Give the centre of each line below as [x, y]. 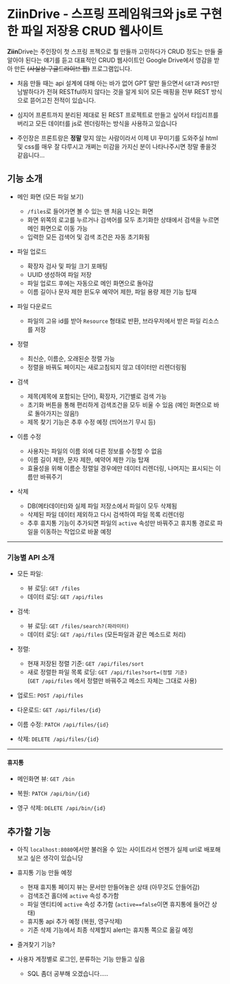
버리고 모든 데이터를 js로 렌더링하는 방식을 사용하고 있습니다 [97, 123]
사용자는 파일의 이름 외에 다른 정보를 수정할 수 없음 [95, 451]
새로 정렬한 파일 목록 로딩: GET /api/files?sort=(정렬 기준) [107, 672]
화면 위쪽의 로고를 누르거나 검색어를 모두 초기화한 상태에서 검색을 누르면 [123, 219]
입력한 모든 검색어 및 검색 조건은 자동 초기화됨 [88, 236]
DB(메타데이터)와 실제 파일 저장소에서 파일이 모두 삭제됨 [102, 506]
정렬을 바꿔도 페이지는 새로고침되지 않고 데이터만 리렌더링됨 [107, 367]
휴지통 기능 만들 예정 [44, 873]
